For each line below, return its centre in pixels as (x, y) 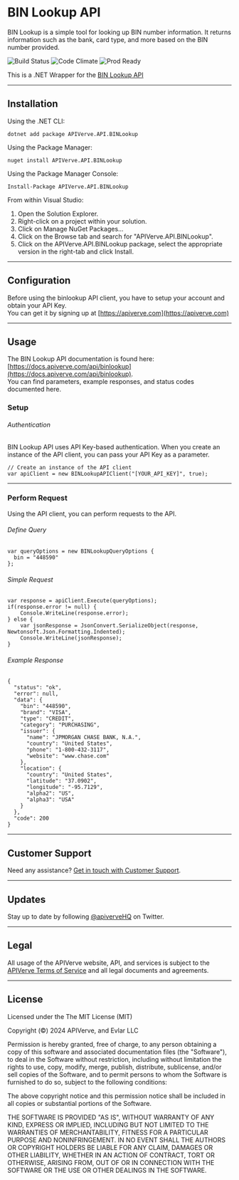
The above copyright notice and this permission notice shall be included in (116, 1096)
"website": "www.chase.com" (68, 756)
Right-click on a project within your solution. (82, 221)
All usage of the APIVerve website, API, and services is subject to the (108, 963)
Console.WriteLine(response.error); (75, 613)
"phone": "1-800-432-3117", (68, 750)
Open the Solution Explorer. (58, 214)
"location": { (41, 769)
